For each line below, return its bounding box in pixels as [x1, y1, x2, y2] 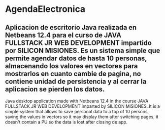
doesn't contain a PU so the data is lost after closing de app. [5, 119, 128, 125]
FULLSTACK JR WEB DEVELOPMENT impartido [5, 39, 152, 47]
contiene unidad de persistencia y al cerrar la [5, 77, 147, 86]
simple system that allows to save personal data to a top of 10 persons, [5, 109, 149, 114]
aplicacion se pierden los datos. [5, 85, 105, 93]
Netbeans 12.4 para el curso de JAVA [5, 31, 122, 39]
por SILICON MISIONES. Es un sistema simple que [5, 46, 160, 55]
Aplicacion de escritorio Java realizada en [5, 23, 137, 32]
